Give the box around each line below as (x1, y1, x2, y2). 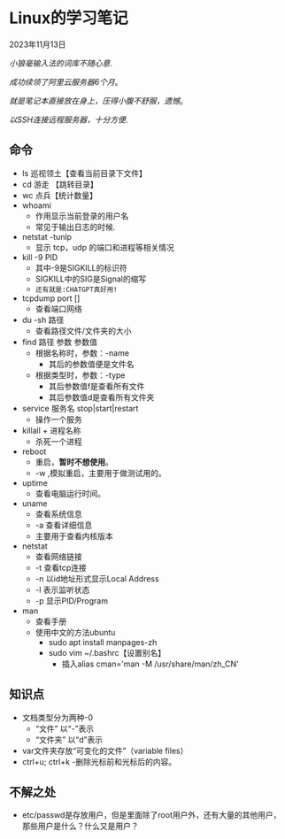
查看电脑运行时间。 (35, 488, 106, 498)
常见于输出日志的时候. (35, 221, 116, 232)
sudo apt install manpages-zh (48, 636, 158, 647)
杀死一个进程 (35, 435, 82, 447)
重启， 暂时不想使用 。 (35, 457, 113, 467)
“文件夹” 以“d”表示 (35, 734, 104, 744)
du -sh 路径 (21, 314, 65, 325)
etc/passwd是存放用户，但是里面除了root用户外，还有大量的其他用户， (21, 810, 281, 820)
